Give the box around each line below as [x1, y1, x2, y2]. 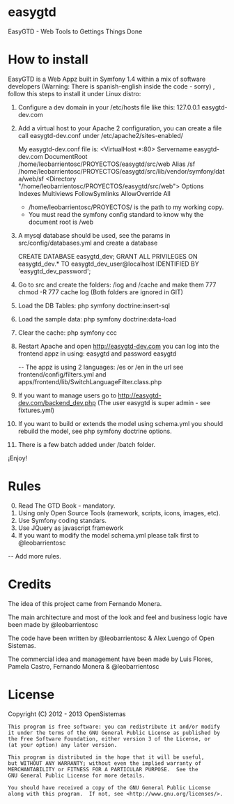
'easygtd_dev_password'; [17, 266, 91, 275]
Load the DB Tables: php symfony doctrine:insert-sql [17, 301, 170, 310]
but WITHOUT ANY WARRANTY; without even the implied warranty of [8, 759, 201, 767]
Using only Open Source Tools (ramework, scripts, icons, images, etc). [17, 508, 221, 517]
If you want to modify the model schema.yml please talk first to [17, 531, 199, 539]
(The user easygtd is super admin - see [97, 398, 211, 407]
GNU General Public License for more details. [8, 772, 146, 779]
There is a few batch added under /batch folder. [17, 440, 156, 448]
